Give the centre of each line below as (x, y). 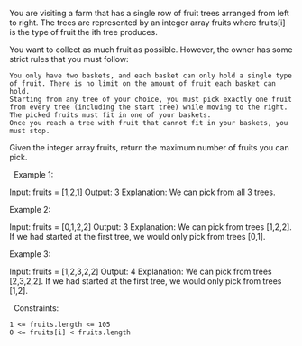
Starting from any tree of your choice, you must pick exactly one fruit (151, 99)
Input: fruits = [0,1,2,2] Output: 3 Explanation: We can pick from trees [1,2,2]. (151, 227)
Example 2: (30, 209)
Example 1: (33, 174)
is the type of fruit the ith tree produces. (83, 32)
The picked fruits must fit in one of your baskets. (110, 115)
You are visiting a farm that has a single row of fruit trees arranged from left (150, 13)
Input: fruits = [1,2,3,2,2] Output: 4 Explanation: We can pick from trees (141, 271)
